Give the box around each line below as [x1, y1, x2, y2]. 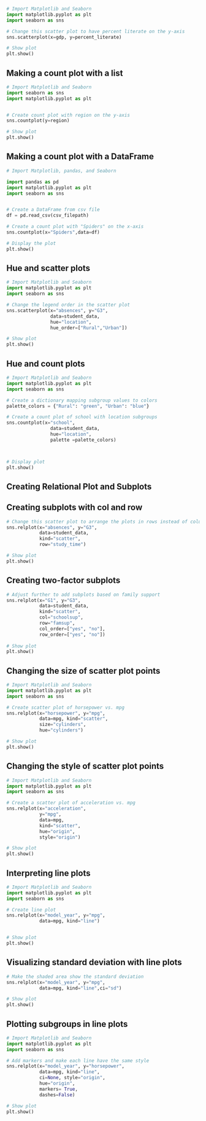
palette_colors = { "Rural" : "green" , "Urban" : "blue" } [6, 403, 150, 409]
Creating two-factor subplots [6, 575, 121, 586]
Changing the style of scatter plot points [6, 761, 164, 771]
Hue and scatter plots [6, 263, 91, 273]
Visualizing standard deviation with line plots [6, 957, 182, 967]
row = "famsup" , [39, 620, 75, 627]
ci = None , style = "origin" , [39, 1075, 105, 1081]
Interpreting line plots [6, 868, 91, 878]
